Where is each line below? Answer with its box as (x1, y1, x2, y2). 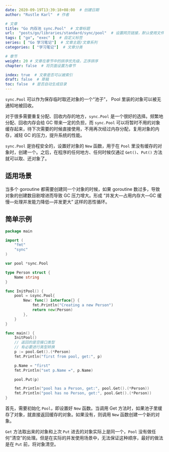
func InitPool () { (5, 288, 44, 293)
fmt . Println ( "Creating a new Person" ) (32, 303, 114, 308)
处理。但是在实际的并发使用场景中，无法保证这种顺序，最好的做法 (27, 435, 163, 441)
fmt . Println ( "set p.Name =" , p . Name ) (14, 368, 94, 373)
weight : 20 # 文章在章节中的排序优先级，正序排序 (5, 59, 99, 64)
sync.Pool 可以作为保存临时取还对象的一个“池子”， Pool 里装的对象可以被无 (5, 96, 161, 102)
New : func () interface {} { (23, 298, 80, 303)
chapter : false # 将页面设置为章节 (5, 63, 76, 68)
